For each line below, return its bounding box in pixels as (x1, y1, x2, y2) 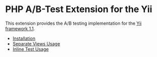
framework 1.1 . (5, 25, 35, 31)
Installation (12, 35, 36, 41)
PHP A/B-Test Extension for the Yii (5, 4, 152, 15)
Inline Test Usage (12, 46, 49, 52)
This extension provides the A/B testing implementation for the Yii (5, 20, 142, 26)
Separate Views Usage (12, 40, 61, 46)
